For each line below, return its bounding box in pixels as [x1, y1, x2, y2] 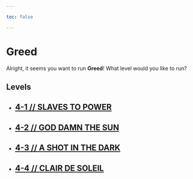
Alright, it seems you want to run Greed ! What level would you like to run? [6, 64, 187, 72]
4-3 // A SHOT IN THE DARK [14, 143, 121, 153]
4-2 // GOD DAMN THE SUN [14, 122, 120, 132]
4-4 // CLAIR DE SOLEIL [14, 163, 105, 173]
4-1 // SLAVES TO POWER [14, 102, 112, 112]
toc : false [6, 14, 33, 20]
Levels [6, 82, 32, 92]
